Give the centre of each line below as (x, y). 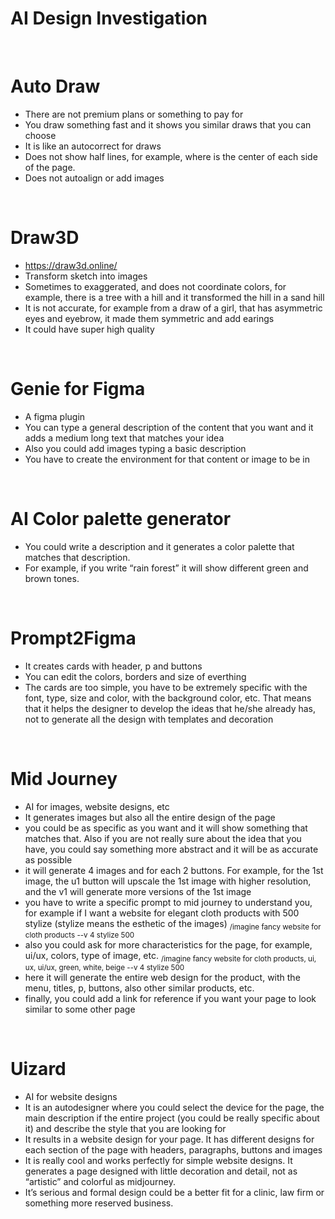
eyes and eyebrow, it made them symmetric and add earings (149, 318)
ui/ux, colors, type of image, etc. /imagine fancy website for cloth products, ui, (170, 957)
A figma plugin (55, 416)
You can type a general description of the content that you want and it (169, 427)
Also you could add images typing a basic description (135, 448)
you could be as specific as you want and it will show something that (166, 828)
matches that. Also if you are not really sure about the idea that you (163, 838)
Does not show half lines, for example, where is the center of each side (171, 156)
